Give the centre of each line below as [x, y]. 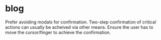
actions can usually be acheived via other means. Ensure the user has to [79, 27]
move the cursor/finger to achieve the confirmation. [58, 32]
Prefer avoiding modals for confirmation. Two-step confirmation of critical [81, 22]
